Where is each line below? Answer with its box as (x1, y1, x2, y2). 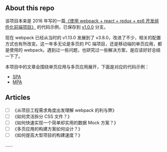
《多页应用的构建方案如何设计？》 (12, 126, 83, 132)
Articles (5, 93, 31, 102)
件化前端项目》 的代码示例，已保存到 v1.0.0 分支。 (5, 24, 109, 30)
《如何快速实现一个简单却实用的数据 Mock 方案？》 (12, 119, 119, 126)
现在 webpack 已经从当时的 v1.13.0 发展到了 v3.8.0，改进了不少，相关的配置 (5, 34, 161, 40)
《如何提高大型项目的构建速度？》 (12, 132, 83, 138)
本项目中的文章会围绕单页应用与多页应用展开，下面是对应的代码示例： (5, 64, 150, 70)
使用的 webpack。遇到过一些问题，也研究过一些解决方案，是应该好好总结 (9, 47, 161, 53)
